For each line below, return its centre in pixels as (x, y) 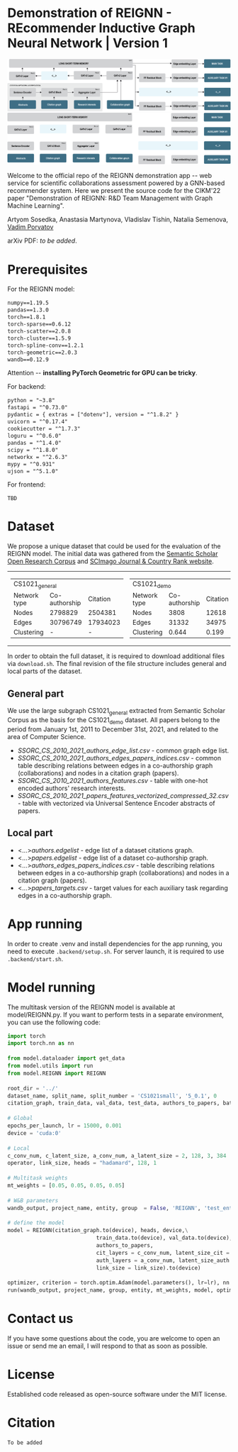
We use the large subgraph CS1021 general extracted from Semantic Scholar (116, 712)
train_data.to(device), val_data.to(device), (164, 1238)
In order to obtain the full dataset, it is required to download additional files (116, 656)
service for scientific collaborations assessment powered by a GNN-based (116, 183)
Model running (51, 987)
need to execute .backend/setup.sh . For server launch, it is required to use (116, 951)
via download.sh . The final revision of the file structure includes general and (117, 664)
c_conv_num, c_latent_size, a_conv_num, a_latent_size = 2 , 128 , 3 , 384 (117, 1155)
